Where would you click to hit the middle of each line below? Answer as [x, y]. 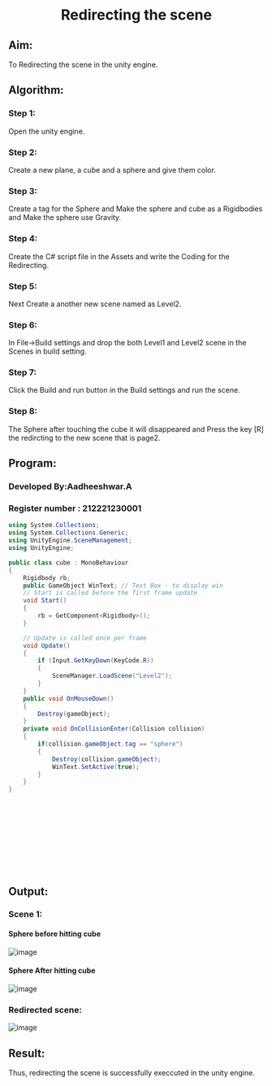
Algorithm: [36, 90]
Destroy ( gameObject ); [74, 714]
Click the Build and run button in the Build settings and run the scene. [125, 390]
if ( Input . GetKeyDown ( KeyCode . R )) [96, 661]
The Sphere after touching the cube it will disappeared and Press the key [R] [136, 429]
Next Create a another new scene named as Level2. [95, 304]
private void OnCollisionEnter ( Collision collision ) [114, 729]
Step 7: [22, 372]
